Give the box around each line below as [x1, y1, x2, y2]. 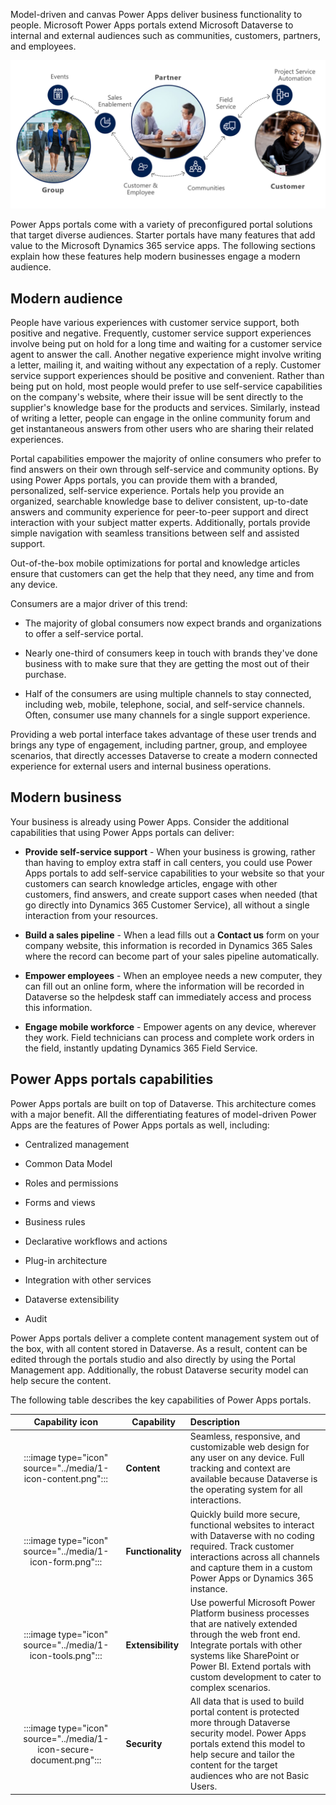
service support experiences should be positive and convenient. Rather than [10, 370, 325, 382]
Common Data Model [24, 1157, 113, 1169]
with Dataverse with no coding [189, 1529, 315, 1541]
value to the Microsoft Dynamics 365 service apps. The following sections [10, 240, 316, 252]
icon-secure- [37, 1743, 95, 1755]
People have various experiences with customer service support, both [10, 317, 300, 329]
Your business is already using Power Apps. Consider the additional [10, 815, 290, 828]
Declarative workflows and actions [24, 1235, 168, 1247]
